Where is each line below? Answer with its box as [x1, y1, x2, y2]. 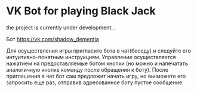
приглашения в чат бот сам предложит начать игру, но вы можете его [6, 72, 186, 79]
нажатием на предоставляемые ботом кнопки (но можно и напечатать [6, 60, 188, 67]
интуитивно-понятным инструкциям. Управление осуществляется [6, 53, 176, 60]
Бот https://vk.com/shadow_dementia [6, 35, 100, 42]
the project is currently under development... [6, 24, 116, 31]
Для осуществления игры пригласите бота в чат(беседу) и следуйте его [6, 47, 191, 54]
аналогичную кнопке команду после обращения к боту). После [6, 66, 169, 73]
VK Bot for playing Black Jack [6, 4, 156, 18]
